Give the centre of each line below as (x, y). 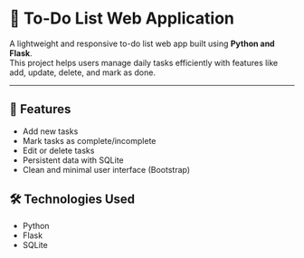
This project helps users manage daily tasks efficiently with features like (144, 62)
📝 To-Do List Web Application (122, 19)
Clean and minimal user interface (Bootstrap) (106, 169)
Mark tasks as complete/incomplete (89, 140)
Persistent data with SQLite (73, 160)
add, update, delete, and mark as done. (83, 72)
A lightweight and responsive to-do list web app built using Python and (142, 43)
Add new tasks (50, 131)
